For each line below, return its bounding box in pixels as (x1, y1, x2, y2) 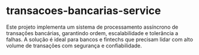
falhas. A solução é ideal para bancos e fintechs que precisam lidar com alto (6, 36, 193, 43)
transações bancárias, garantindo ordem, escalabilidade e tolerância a (6, 29, 178, 36)
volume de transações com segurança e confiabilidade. (6, 42, 143, 49)
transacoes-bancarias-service (6, 4, 162, 18)
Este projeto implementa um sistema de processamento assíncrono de (6, 23, 178, 30)
